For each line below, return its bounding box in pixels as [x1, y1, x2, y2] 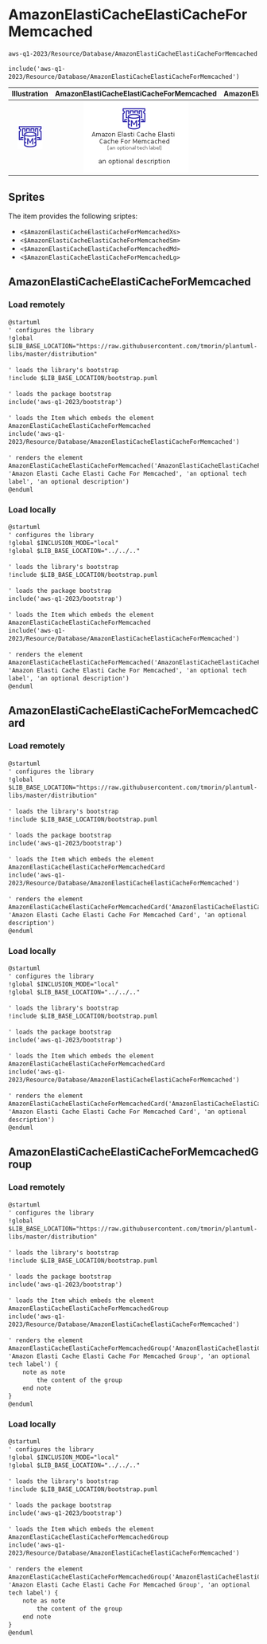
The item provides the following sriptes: [8, 211, 138, 221]
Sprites [8, 190, 45, 204]
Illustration [11, 89, 49, 99]
